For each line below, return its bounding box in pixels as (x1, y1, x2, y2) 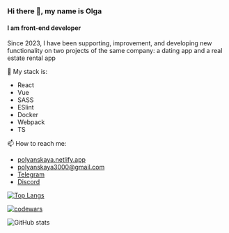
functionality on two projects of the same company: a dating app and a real (7, 47, 223, 55)
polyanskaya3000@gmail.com (17, 163, 105, 172)
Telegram (17, 170, 45, 179)
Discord (17, 178, 40, 186)
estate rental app (7, 54, 56, 62)
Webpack (17, 118, 45, 126)
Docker (17, 111, 39, 119)
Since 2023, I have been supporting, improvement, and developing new (7, 39, 212, 47)
